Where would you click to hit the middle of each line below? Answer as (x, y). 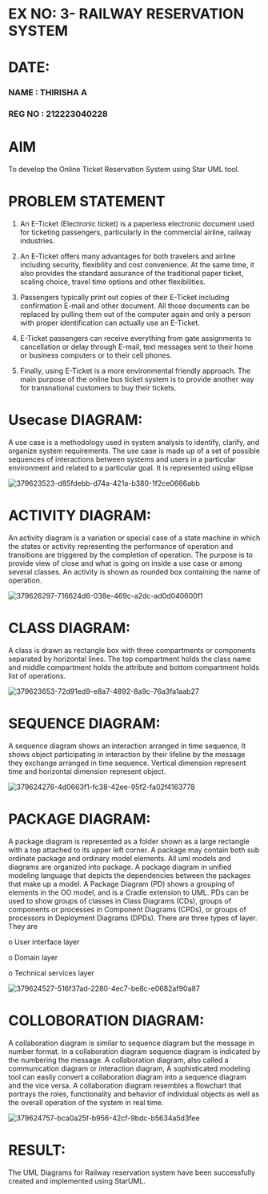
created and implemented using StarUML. (77, 1180)
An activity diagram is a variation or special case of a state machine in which (134, 538)
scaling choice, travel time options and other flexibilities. (112, 282)
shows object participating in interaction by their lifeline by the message (127, 754)
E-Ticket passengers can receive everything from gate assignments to (136, 339)
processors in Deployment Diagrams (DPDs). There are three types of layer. (133, 918)
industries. (37, 241)
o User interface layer (44, 942)
